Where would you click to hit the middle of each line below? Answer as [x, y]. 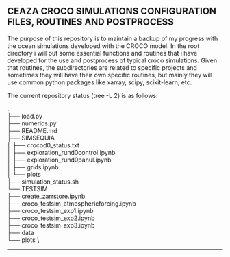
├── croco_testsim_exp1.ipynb [50, 210]
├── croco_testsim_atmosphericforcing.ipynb [72, 203]
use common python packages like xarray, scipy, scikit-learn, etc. [100, 82]
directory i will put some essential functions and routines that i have [102, 53]
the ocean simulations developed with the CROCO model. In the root [103, 46]
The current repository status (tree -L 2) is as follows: [83, 95]
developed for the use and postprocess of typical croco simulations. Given [112, 60]
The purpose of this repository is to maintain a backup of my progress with [113, 38]
